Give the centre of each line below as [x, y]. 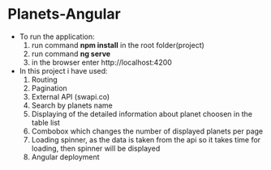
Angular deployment [65, 157]
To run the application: [57, 36]
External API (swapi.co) [71, 96]
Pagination [49, 88]
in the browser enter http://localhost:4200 [101, 62]
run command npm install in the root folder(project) [118, 45]
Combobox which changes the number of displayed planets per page [147, 131]
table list [45, 122]
